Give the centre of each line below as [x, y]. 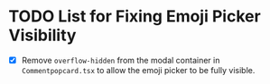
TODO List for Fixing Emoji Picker [135, 17]
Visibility [42, 35]
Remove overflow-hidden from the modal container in [121, 60]
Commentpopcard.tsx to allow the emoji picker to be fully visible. [138, 70]
